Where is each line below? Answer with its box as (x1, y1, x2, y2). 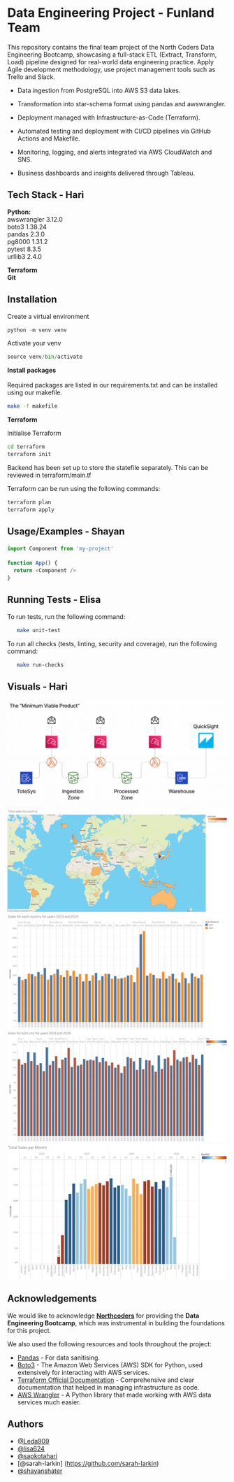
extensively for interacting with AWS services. (17, 1368, 150, 1376)
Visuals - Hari (7, 681, 68, 692)
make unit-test (16, 627, 61, 634)
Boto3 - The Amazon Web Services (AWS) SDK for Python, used (17, 1360, 203, 1369)
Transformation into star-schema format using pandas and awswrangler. (17, 99, 226, 108)
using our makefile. (7, 388, 63, 397)
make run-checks (16, 661, 64, 669)
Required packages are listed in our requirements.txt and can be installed (7, 381, 218, 390)
